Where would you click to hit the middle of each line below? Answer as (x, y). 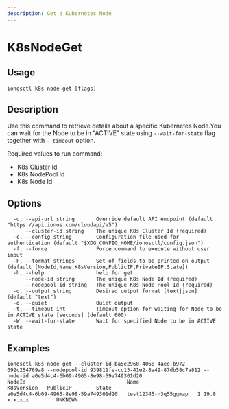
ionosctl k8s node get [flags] (52, 89)
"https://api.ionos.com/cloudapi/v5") (62, 225)
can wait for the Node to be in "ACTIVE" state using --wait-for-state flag (111, 133)
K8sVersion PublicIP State (59, 388)
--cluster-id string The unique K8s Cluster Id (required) (116, 231)
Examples (28, 348)
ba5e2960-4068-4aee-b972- (151, 364)
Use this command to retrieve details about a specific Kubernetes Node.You (114, 126)
